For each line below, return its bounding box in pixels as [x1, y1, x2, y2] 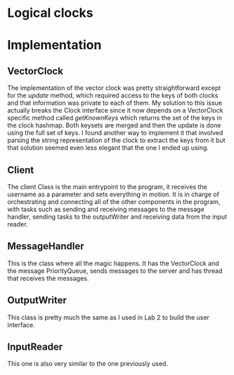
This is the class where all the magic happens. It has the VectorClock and [7, 259, 219, 267]
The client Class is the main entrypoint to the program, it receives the [7, 183, 207, 191]
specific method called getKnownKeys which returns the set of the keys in [7, 114, 223, 122]
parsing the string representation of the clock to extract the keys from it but [7, 136, 226, 145]
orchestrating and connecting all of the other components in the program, [7, 198, 221, 205]
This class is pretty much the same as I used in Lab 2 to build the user [7, 313, 209, 322]
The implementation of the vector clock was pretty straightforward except [7, 84, 221, 92]
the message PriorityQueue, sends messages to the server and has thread [7, 266, 223, 275]
